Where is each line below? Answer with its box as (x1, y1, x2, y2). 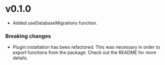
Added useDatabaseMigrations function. (12, 20, 97, 26)
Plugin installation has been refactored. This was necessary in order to (12, 44, 160, 50)
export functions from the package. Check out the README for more (12, 49, 156, 56)
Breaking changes (5, 32, 51, 40)
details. (12, 55, 28, 61)
